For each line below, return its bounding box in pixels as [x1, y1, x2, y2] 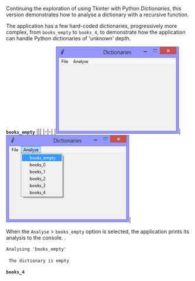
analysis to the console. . [6, 234, 66, 241]
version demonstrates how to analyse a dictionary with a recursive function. [6, 11, 189, 18]
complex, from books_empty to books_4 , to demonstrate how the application [6, 29, 186, 36]
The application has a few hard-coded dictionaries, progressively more [6, 23, 177, 29]
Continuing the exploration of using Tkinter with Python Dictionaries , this [6, 5, 182, 12]
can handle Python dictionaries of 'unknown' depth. [6, 35, 131, 41]
